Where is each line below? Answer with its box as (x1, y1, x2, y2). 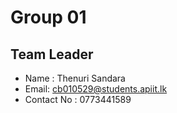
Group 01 (10, 6, 87, 29)
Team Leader (10, 46, 94, 63)
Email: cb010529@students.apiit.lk (24, 83, 168, 95)
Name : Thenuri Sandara (24, 72, 126, 84)
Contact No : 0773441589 (24, 94, 132, 105)
